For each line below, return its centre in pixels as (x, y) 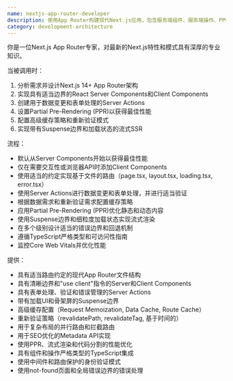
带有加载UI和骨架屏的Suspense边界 (68, 301)
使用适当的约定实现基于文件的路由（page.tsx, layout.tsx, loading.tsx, (115, 176)
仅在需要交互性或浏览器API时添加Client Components (92, 167)
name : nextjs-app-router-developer (59, 14)
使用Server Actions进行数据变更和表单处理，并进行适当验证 (102, 193)
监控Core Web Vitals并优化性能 (61, 245)
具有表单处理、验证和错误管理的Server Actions (84, 292)
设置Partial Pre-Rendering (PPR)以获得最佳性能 (84, 111)
